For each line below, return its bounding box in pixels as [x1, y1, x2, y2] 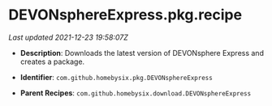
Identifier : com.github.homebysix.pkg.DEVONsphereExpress [19, 72, 213, 82]
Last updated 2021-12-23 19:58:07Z [8, 32, 128, 42]
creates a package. [19, 57, 85, 66]
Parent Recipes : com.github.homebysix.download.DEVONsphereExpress [19, 87, 252, 98]
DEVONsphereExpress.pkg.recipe [8, 6, 242, 24]
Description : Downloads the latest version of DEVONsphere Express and [19, 48, 264, 57]
